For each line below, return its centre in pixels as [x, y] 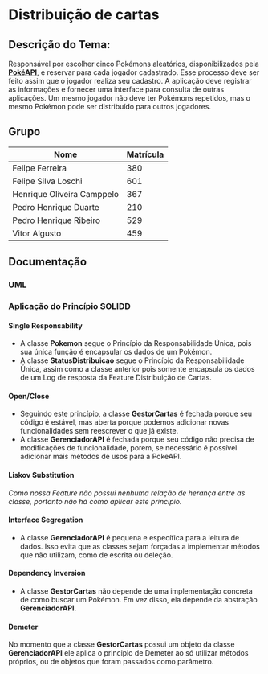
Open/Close [29, 396]
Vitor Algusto [37, 233]
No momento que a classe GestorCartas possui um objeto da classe [122, 644]
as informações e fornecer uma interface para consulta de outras [116, 89]
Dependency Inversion [47, 573]
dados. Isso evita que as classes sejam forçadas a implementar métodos [140, 546]
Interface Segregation [46, 520]
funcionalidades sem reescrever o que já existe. [99, 431]
